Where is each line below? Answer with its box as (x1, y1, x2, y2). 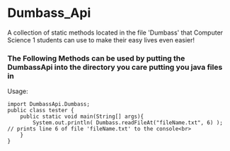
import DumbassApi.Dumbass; (7, 101, 91, 108)
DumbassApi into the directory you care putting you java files (7, 62, 223, 72)
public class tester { (7, 107, 74, 114)
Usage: (7, 87, 28, 96)
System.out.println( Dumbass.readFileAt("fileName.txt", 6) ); (33, 119, 223, 126)
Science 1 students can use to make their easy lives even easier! (7, 35, 195, 44)
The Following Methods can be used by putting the (7, 53, 185, 63)
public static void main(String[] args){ (20, 113, 144, 121)
